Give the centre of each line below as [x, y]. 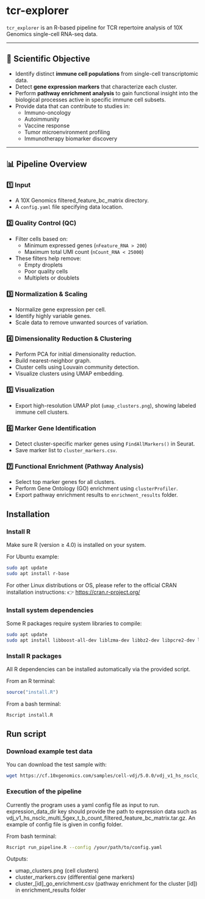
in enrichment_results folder [50, 890]
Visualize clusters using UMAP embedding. [69, 374]
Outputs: [17, 859]
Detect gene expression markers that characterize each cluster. [96, 87]
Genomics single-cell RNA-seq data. [52, 34]
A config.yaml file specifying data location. [69, 207]
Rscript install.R [30, 715]
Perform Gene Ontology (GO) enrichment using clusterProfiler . [96, 488]
